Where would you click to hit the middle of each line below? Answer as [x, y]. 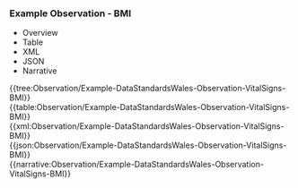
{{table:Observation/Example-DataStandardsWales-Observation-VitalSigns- [149, 107]
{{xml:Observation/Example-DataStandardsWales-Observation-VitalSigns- [147, 126]
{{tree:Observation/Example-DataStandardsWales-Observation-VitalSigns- [148, 89]
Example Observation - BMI [70, 13]
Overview [40, 33]
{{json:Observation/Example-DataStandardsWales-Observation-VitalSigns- [148, 145]
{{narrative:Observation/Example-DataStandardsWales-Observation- [137, 165]
